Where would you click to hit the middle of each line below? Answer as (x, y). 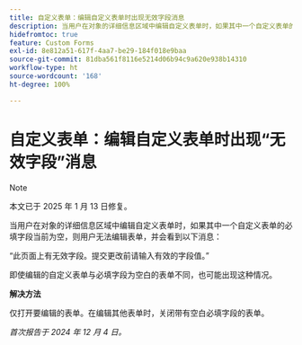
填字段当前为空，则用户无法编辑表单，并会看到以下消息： (115, 236)
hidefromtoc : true (44, 34)
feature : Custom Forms (52, 43)
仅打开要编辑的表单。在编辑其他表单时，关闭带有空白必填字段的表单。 (139, 313)
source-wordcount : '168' (56, 76)
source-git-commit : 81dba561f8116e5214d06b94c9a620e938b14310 (128, 59)
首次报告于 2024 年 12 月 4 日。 (68, 332)
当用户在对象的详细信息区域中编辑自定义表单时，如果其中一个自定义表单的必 (151, 225)
